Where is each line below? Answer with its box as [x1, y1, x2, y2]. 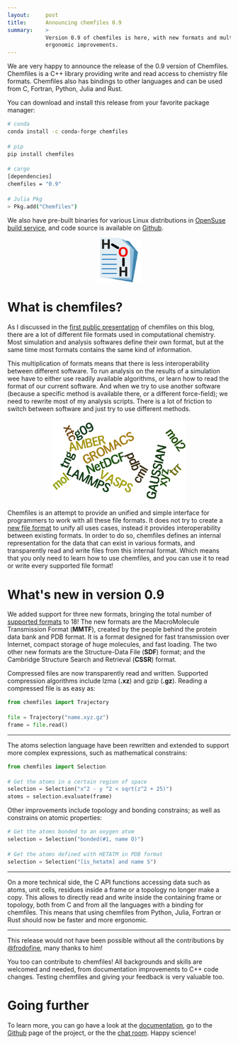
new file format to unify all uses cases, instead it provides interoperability [7, 523, 221, 533]
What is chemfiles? [7, 299, 123, 315]
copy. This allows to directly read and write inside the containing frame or [7, 893, 222, 901]
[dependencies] [7, 173, 52, 181]
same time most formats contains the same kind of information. [7, 345, 193, 353]
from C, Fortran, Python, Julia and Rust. [7, 85, 123, 93]
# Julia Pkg [7, 196, 42, 203]
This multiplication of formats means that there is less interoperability [7, 359, 210, 368]
